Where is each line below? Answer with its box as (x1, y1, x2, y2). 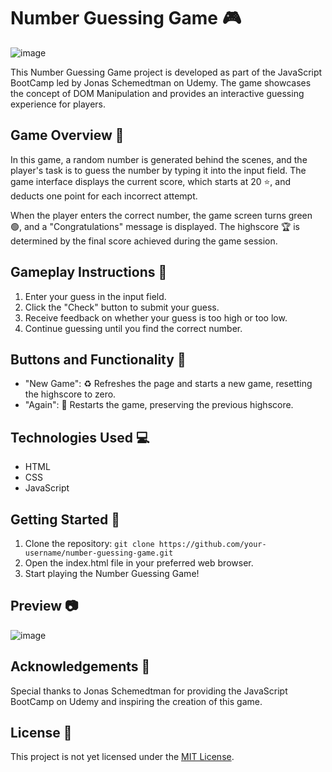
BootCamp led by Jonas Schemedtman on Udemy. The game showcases (10, 76, 312, 89)
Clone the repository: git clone (24, 538, 155, 549)
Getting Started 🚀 (10, 511, 121, 528)
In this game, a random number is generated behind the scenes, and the (10, 153, 308, 165)
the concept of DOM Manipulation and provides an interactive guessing (10, 87, 305, 99)
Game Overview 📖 (10, 127, 125, 144)
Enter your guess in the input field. (24, 290, 167, 302)
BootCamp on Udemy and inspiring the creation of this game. (10, 695, 263, 707)
